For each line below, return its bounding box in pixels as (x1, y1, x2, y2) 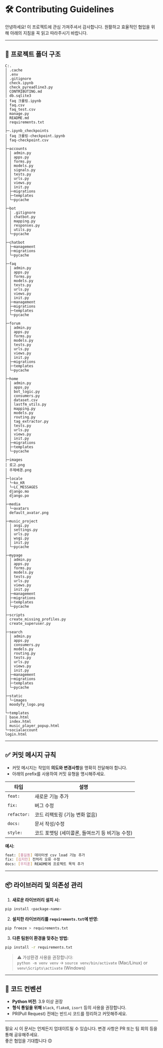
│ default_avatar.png (5, 510, 49, 515)
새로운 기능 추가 (34, 793, 69, 800)
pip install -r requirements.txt (5, 945, 73, 950)
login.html (5, 731, 27, 737)
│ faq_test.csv (5, 107, 36, 112)
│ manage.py (5, 111, 29, 116)
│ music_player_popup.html (5, 723, 60, 728)
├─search (5, 629, 23, 635)
